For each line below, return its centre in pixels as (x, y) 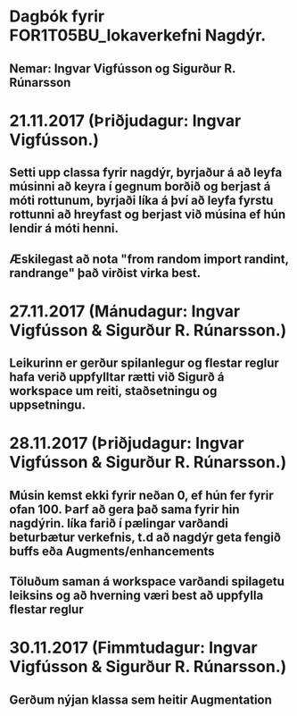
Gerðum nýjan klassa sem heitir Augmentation (140, 699)
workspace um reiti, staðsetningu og (113, 391)
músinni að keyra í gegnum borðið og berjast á (140, 186)
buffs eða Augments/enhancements (112, 551)
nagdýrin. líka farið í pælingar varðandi (119, 523)
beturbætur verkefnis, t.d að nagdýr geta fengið (145, 537)
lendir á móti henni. (64, 228)
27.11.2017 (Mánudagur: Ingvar (125, 311)
